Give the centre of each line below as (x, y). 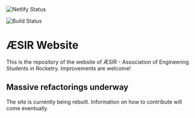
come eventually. (27, 108)
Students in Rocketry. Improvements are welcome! (69, 68)
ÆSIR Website (42, 45)
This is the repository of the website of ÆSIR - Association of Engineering (98, 62)
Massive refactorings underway (67, 87)
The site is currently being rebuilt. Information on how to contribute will (94, 102)
